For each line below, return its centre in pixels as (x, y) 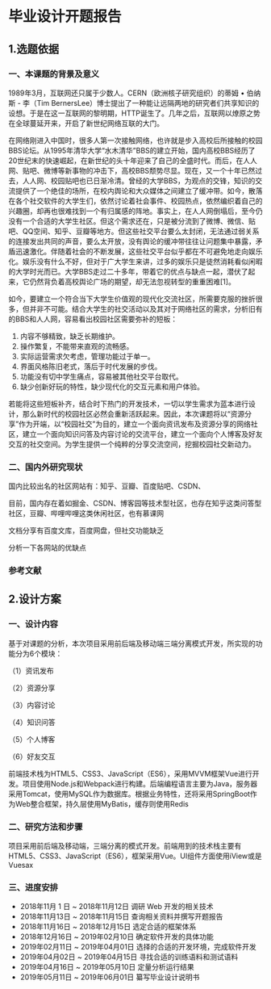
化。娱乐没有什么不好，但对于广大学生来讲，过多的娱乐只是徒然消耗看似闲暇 (135, 261)
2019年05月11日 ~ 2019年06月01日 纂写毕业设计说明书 (110, 977)
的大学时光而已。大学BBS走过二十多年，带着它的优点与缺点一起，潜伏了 (128, 271)
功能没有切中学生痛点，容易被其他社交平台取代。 (101, 376)
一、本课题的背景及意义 (54, 73)
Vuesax (21, 865)
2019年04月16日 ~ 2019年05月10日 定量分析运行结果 (107, 967)
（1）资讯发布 (31, 670)
